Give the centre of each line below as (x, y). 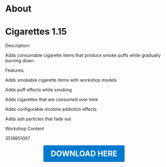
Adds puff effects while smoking (38, 90)
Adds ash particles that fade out (38, 119)
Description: (18, 46)
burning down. (20, 61)
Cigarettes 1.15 (36, 32)
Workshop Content (24, 129)
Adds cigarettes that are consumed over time (52, 100)
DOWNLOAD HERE (84, 154)
